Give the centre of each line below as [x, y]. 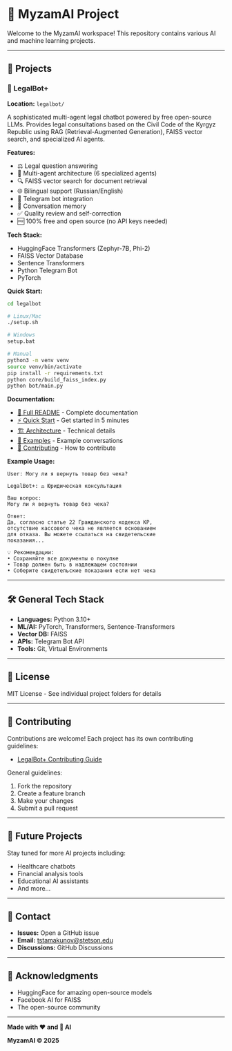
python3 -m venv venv [38, 360]
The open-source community [59, 1007]
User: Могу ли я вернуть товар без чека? [68, 474]
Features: [21, 152]
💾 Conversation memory [51, 206]
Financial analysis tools [50, 873]
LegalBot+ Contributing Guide [59, 759]
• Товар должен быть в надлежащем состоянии [72, 565]
